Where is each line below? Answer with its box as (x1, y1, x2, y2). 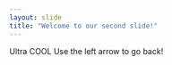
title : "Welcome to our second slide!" (9, 21, 159, 30)
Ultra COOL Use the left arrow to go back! (9, 45, 164, 56)
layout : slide (9, 12, 63, 22)
